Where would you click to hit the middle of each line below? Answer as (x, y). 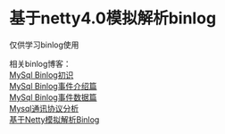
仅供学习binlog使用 (44, 45)
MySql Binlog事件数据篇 (53, 97)
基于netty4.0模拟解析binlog (113, 18)
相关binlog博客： (40, 63)
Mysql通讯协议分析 (44, 108)
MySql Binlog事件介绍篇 (53, 86)
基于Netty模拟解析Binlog (54, 119)
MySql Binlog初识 (42, 75)
